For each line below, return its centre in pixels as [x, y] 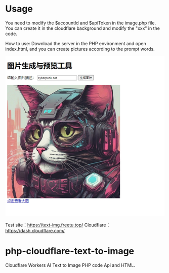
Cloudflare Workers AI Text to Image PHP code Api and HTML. [70, 265]
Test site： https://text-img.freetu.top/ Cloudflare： [58, 225]
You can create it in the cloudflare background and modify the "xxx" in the [83, 28]
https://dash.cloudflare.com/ [35, 230]
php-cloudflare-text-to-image [70, 251]
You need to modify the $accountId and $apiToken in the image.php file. [81, 23]
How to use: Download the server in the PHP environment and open [76, 43]
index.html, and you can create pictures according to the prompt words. [80, 49]
